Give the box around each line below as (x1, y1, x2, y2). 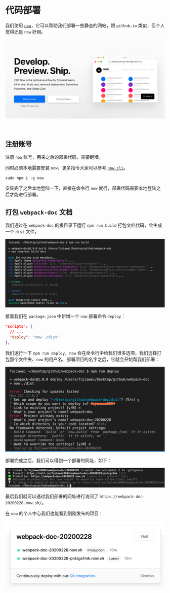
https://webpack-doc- (99, 494, 145, 500)
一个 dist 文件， (5, 229, 39, 235)
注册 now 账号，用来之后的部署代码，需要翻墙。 (5, 154, 104, 160)
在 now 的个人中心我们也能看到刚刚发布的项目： (5, 510, 104, 516)
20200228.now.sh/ (5, 501, 42, 506)
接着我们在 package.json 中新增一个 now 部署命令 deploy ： (5, 313, 126, 320)
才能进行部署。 (9, 191, 41, 198)
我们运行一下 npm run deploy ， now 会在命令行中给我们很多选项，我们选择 (5, 350, 157, 356)
